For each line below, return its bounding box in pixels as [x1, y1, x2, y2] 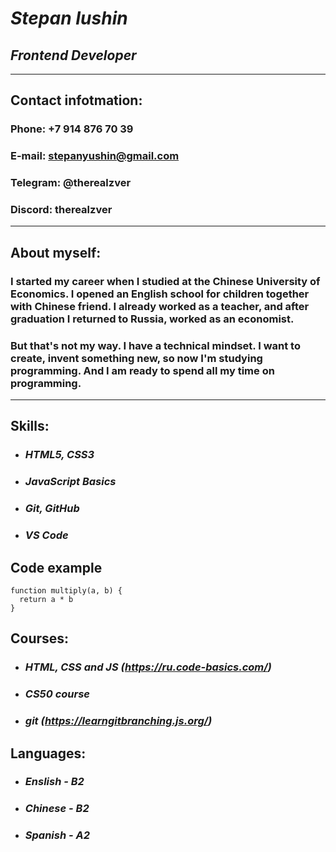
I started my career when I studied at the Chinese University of [10, 274, 321, 288]
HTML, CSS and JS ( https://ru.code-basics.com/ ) [24, 660, 272, 674]
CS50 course [24, 687, 90, 701]
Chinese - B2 [24, 802, 90, 816]
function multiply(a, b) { [10, 585, 123, 596]
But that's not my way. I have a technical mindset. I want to [10, 338, 301, 352]
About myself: [10, 244, 102, 261]
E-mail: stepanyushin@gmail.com [10, 149, 180, 163]
